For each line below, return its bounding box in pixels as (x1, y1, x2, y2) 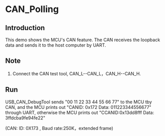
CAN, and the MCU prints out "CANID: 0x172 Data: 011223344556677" (5, 104, 152, 110)
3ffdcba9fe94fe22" (5, 114, 46, 121)
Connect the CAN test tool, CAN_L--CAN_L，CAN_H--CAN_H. (12, 70, 141, 76)
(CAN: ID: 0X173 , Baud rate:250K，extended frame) (5, 125, 114, 131)
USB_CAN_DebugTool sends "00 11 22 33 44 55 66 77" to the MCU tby (5, 99, 152, 105)
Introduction (5, 24, 45, 32)
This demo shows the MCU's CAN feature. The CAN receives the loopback (5, 37, 160, 43)
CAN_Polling (5, 4, 59, 15)
